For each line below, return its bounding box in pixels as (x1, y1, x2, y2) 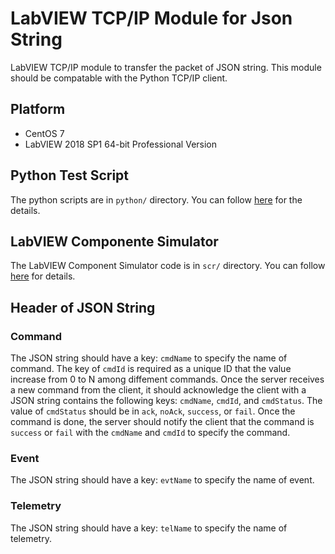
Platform (10, 101, 66, 118)
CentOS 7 (24, 127, 65, 139)
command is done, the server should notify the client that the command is (10, 416, 315, 428)
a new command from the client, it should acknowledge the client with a (10, 384, 307, 396)
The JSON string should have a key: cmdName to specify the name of (10, 352, 288, 364)
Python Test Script (10, 167, 130, 184)
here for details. (10, 270, 76, 282)
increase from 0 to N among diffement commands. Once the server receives (10, 373, 325, 386)
